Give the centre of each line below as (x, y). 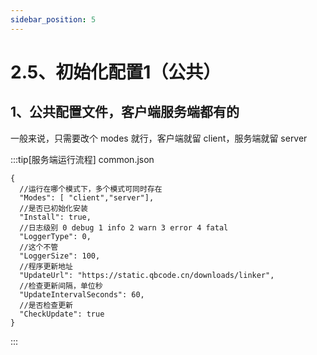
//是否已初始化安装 (53, 208)
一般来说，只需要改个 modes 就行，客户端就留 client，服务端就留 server (159, 138)
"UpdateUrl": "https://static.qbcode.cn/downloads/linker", (147, 275)
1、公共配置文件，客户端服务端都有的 (125, 112)
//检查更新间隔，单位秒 (61, 286)
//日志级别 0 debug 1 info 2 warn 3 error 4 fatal (124, 227)
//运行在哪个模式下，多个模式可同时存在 (91, 189)
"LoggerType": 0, (55, 236)
